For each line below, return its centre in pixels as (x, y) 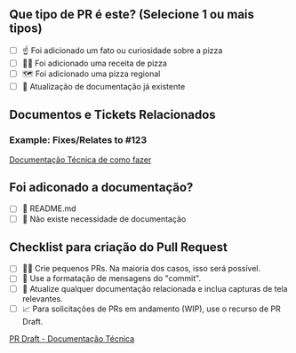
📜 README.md (49, 208)
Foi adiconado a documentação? (101, 188)
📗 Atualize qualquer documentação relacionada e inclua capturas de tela (155, 288)
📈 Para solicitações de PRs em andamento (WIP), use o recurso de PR (152, 309)
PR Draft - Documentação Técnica (72, 338)
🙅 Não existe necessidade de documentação (104, 219)
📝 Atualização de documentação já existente (104, 86)
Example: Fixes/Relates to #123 (78, 140)
